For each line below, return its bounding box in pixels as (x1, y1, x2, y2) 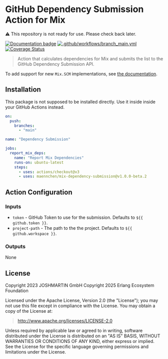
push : (10, 118, 22, 124)
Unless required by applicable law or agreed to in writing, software (5, 328, 143, 334)
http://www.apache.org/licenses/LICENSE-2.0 (17, 318, 113, 324)
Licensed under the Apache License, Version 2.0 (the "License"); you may (5, 298, 158, 304)
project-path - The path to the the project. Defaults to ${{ (12, 225, 132, 231)
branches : (14, 123, 35, 128)
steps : (14, 164, 28, 169)
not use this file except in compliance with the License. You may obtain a (5, 303, 155, 309)
